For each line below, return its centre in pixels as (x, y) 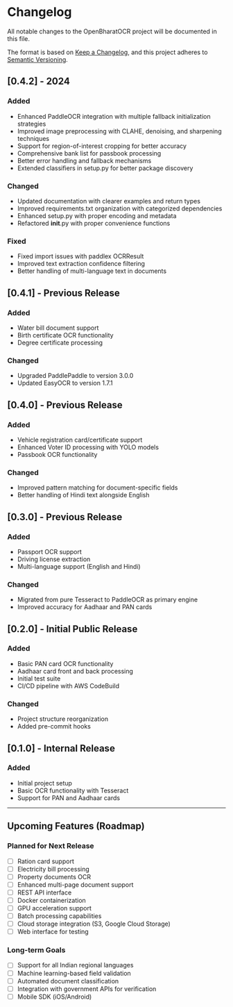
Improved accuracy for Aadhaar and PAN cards (85, 607)
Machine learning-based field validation (74, 973)
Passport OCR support (49, 551)
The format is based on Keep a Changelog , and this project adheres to (107, 52)
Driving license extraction (54, 559)
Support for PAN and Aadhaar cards (68, 798)
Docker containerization (52, 900)
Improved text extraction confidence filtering (81, 264)
